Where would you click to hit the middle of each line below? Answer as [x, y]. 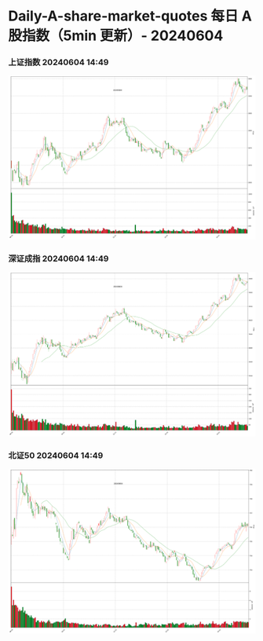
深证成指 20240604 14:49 [58, 258]
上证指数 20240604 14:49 [58, 62]
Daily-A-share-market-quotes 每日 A [130, 16]
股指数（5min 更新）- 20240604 [116, 36]
